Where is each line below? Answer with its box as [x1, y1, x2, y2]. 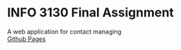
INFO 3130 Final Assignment [7, 5, 175, 21]
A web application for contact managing [7, 27, 121, 36]
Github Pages [7, 34, 46, 42]
